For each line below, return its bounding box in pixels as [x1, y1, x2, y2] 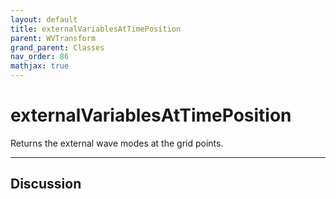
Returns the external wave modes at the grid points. [10, 137, 224, 149]
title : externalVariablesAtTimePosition [10, 24, 182, 34]
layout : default [10, 14, 78, 25]
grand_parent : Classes [10, 42, 105, 53]
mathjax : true [10, 61, 70, 71]
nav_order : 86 [10, 52, 70, 62]
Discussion [10, 176, 82, 193]
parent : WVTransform [10, 33, 97, 43]
